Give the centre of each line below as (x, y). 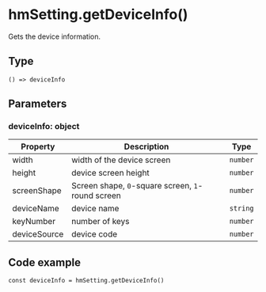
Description (146, 146)
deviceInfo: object (44, 127)
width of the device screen (121, 160)
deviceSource (38, 234)
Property (38, 146)
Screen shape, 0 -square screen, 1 (134, 186)
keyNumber (34, 222)
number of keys (100, 222)
